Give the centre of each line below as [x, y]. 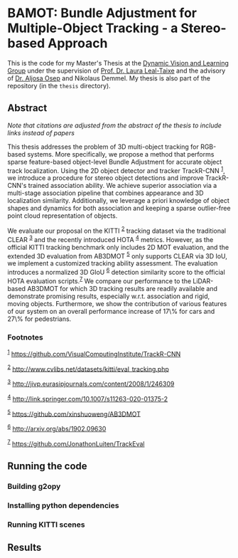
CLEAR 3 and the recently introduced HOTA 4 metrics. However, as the [110, 239]
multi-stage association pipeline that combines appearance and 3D [106, 193]
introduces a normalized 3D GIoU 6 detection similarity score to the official [116, 272]
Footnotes [26, 337]
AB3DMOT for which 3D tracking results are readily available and [123, 288]
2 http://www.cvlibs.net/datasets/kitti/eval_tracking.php [88, 368]
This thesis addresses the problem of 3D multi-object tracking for [103, 147]
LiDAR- [203, 281]
